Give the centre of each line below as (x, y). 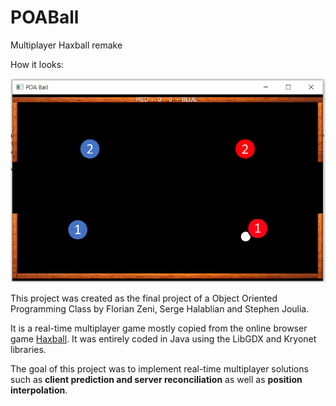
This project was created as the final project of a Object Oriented (144, 298)
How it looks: (37, 64)
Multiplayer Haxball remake (66, 45)
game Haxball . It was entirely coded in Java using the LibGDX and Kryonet (163, 338)
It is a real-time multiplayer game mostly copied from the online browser (159, 328)
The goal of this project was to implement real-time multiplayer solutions (159, 368)
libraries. (28, 349)
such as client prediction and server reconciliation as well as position (156, 379)
